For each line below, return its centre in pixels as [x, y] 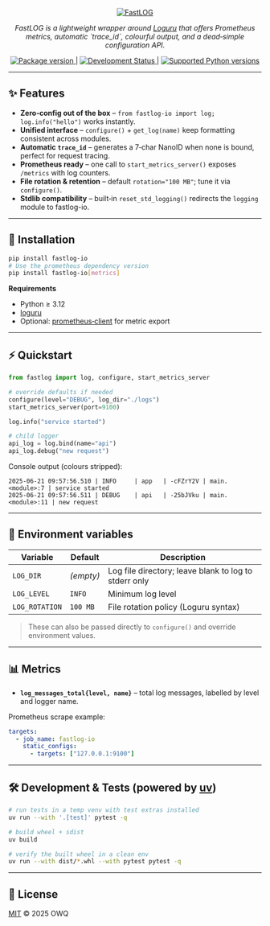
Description [183, 557]
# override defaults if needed [61, 392]
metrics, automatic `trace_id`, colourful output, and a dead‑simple [135, 37]
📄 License [33, 894]
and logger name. [49, 701]
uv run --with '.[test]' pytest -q [68, 817]
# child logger [34, 436]
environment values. [62, 635]
